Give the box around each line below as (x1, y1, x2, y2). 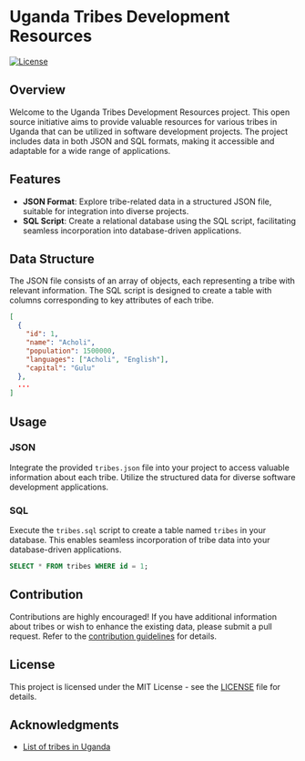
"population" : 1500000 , (25, 346, 117, 355)
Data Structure (9, 251, 96, 266)
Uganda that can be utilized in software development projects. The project (9, 126, 289, 137)
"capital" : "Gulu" (25, 363, 96, 373)
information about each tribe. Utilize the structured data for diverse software (9, 471, 296, 482)
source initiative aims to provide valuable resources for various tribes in (9, 116, 278, 127)
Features (9, 171, 61, 188)
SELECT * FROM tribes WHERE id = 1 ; (9, 562, 148, 571)
